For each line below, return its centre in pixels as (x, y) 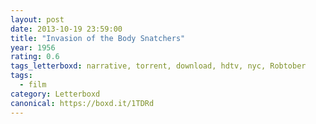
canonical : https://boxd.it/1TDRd (82, 103)
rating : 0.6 (35, 57)
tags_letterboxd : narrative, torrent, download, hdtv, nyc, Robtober (158, 66)
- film (33, 85)
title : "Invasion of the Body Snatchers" (98, 38)
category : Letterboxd (55, 94)
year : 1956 (33, 47)
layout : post (37, 19)
